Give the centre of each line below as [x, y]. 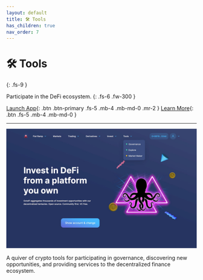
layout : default [27, 13]
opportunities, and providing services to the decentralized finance [89, 264]
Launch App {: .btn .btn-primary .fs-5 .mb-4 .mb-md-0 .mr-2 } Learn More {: [100, 108]
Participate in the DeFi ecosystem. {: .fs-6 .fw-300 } [71, 96]
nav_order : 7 [23, 32]
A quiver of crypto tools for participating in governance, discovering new [97, 258]
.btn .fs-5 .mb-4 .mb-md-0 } [41, 115]
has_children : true [31, 25]
